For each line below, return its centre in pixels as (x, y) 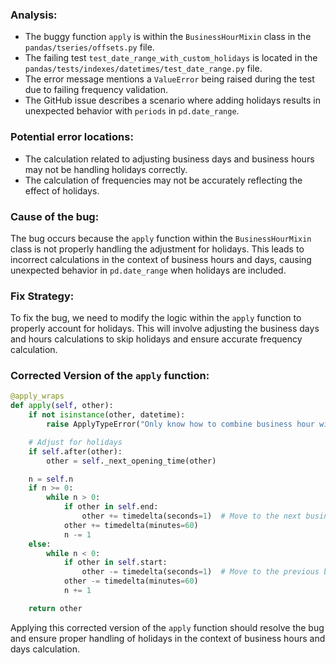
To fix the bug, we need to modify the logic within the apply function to (156, 318)
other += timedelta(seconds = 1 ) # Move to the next (191, 516)
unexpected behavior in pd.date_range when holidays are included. (148, 270)
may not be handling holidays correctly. (106, 169)
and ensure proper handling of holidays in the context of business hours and (168, 638)
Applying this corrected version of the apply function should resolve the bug (167, 627)
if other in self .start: (115, 563)
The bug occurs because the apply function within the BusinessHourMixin (161, 238)
